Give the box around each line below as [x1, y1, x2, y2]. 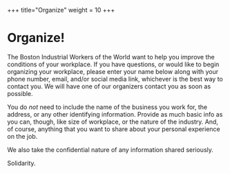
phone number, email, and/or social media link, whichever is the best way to [7, 75, 223, 83]
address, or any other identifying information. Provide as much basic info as [7, 110, 223, 118]
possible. [7, 89, 33, 97]
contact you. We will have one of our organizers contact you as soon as [7, 82, 211, 90]
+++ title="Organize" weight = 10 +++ [7, 6, 115, 14]
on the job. [7, 132, 38, 140]
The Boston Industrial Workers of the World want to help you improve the [7, 52, 215, 61]
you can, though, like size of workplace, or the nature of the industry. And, [7, 117, 219, 126]
